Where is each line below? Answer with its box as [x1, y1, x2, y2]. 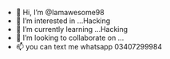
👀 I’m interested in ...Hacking [15, 16, 111, 26]
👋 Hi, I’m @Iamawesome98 [15, 8, 105, 17]
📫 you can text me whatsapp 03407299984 [15, 42, 162, 51]
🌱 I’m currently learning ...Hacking [15, 25, 128, 33]
